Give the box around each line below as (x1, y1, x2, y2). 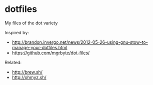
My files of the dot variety (4, 20, 58, 26)
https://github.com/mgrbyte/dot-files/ (11, 50, 90, 56)
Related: (4, 59, 22, 65)
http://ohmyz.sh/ (11, 74, 47, 80)
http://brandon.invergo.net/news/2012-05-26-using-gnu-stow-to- (11, 39, 148, 45)
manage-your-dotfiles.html (11, 44, 67, 50)
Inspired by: (4, 29, 29, 35)
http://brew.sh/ (11, 69, 43, 75)
